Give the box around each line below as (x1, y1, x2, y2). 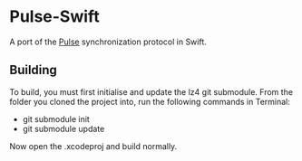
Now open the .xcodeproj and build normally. (9, 140, 178, 151)
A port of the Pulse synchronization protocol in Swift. (9, 36, 207, 47)
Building (9, 62, 57, 78)
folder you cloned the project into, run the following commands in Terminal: (9, 96, 290, 107)
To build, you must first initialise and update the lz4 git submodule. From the (9, 86, 293, 97)
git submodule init (22, 113, 91, 124)
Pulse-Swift (9, 6, 100, 27)
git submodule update (22, 123, 105, 134)
